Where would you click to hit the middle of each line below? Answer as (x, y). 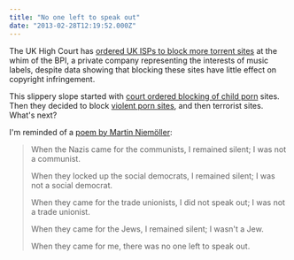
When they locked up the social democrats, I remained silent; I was (153, 176)
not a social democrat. (72, 185)
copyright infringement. (52, 79)
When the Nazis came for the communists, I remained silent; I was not (159, 149)
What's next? (33, 115)
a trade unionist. (60, 211)
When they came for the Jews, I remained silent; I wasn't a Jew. (147, 229)
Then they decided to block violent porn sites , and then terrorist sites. (136, 105)
